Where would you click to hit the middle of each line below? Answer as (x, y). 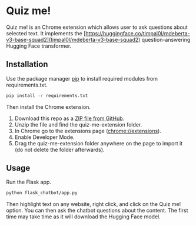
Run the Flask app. (29, 182)
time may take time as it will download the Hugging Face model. (83, 217)
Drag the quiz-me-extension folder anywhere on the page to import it (99, 143)
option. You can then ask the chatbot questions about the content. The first (97, 211)
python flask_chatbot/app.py (42, 193)
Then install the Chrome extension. (49, 107)
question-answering (166, 39)
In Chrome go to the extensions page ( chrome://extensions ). (88, 131)
